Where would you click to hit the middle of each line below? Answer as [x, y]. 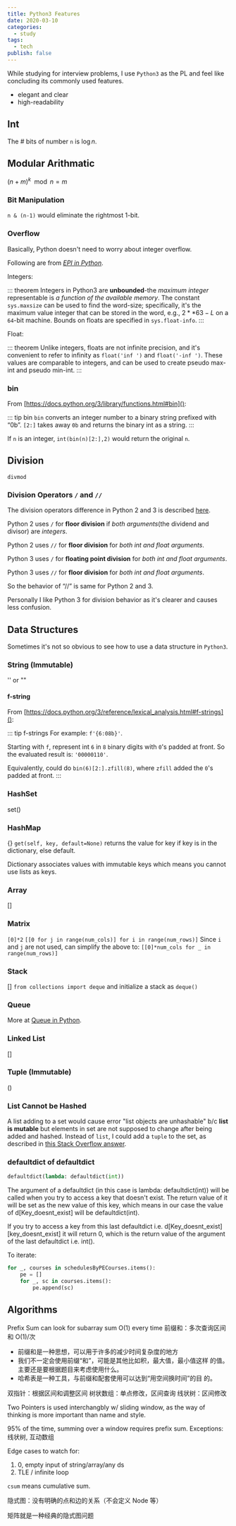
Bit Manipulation [36, 200]
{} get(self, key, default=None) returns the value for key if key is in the [112, 843]
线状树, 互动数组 [31, 1437]
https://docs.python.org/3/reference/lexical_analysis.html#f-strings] [125, 712]
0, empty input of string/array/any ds [71, 1465]
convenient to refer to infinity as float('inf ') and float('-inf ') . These [115, 355]
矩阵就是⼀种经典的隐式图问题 [50, 1515]
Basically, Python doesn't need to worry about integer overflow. [100, 249]
